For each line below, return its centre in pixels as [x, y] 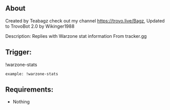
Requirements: [29, 90]
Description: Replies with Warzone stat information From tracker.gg [76, 36]
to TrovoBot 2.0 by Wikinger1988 [40, 26]
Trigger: [18, 52]
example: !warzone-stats [32, 74]
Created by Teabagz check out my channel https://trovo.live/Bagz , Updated [85, 20]
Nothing [21, 102]
